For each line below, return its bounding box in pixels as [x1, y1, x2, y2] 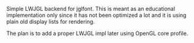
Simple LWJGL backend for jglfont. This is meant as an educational [6, 5, 176, 12]
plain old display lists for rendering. [6, 18, 95, 25]
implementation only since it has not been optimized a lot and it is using [6, 12, 187, 19]
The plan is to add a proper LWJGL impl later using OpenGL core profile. [6, 30, 188, 37]
